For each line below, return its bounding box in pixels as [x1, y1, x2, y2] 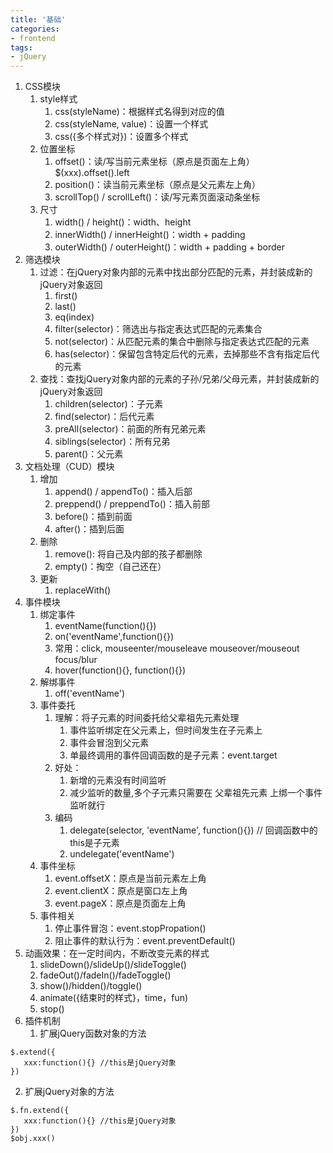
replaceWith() [54, 584, 112, 596]
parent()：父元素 [54, 448, 124, 460]
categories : [10, 24, 60, 34]
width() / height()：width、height [54, 216, 192, 228]
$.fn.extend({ [10, 1106, 70, 1116]
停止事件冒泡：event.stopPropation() [54, 922, 207, 935]
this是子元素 [69, 837, 120, 849]
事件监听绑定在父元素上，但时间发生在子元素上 [69, 724, 263, 736]
